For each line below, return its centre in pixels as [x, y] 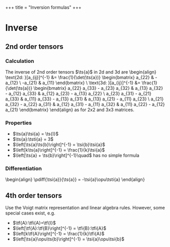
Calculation [20, 61]
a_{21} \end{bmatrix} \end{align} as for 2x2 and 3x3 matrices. [70, 110]
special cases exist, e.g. [30, 213]
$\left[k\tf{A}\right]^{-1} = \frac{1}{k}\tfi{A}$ [59, 234]
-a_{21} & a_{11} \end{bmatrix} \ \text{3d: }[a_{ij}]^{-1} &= [81, 83]
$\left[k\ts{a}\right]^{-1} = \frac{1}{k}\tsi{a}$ [59, 150]
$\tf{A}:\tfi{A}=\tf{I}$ [34, 223]
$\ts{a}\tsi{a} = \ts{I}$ [36, 134]
